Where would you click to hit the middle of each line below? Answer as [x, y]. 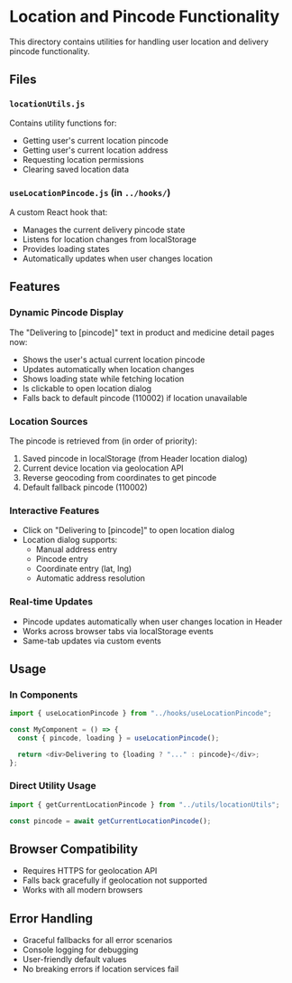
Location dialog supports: [70, 540]
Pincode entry [62, 559]
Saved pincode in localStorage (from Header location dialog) [135, 458]
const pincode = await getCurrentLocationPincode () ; [110, 821]
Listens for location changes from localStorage [109, 239]
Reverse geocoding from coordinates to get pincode [119, 477]
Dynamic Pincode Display [67, 313]
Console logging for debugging [80, 950]
